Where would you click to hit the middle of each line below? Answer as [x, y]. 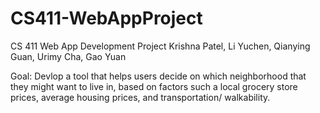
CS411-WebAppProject [106, 18]
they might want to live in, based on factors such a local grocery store [154, 86]
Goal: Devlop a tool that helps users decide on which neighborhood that [158, 76]
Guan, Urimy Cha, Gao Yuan [68, 56]
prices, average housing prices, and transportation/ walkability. [140, 97]
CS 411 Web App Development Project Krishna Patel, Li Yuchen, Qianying [160, 46]
